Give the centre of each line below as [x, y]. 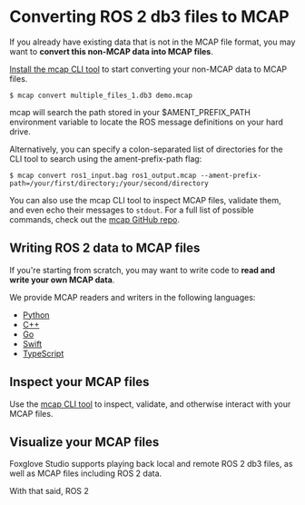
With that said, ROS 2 [49, 491]
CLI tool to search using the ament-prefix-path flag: [106, 158]
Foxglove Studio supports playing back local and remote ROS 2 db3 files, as [151, 464]
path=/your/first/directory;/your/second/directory [109, 183]
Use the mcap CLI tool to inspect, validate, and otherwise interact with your [150, 404]
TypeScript [43, 353]
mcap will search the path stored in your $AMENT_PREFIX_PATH [130, 112]
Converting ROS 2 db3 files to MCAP [149, 17]
